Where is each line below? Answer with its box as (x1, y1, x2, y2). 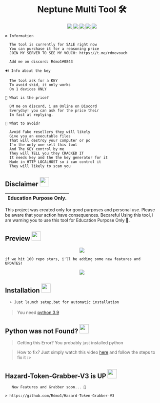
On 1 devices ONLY (9, 87, 47, 91)
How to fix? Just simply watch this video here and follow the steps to (17, 349, 156, 355)
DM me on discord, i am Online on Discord (9, 104, 97, 109)
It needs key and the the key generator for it (9, 155, 108, 160)
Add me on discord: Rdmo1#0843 (9, 59, 73, 64)
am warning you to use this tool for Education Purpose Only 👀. (5, 217, 130, 223)
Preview (5, 234, 31, 243)
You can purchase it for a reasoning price (9, 46, 99, 51)
